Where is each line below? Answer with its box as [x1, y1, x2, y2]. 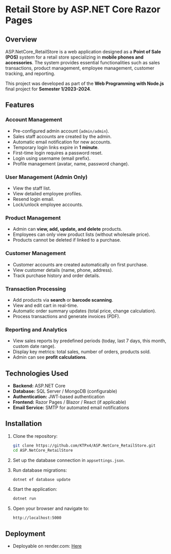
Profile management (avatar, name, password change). [12, 160, 129, 167]
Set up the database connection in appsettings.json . [12, 457, 125, 463]
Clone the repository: [12, 433, 58, 439]
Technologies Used [5, 369, 68, 378]
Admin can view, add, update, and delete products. [12, 226, 122, 232]
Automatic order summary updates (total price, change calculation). [12, 307, 157, 314]
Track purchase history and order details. [12, 272, 100, 279]
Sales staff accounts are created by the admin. [12, 133, 112, 139]
